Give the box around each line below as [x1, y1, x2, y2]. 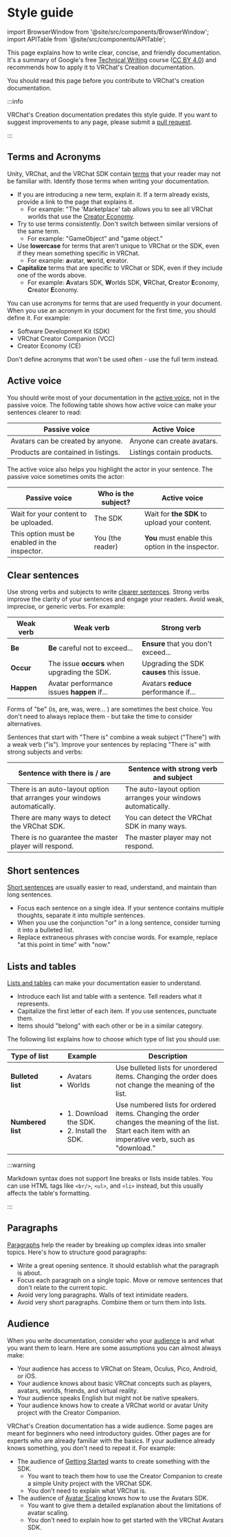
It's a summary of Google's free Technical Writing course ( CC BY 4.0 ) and [7, 55, 217, 63]
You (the [93, 533, 122, 542]
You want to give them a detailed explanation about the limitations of [27, 1501, 221, 1509]
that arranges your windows [10, 793, 101, 803]
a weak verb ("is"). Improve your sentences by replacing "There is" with [7, 741, 211, 749]
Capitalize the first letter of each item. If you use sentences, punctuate [16, 1007, 217, 1015]
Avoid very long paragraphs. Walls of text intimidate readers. [16, 1291, 189, 1299]
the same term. [16, 226, 60, 235]
